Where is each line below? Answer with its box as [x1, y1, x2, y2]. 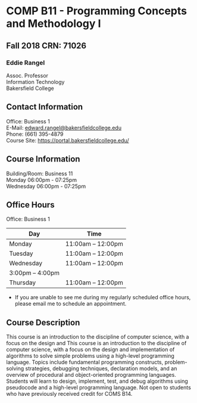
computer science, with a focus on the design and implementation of [6, 346, 175, 353]
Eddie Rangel [6, 58, 45, 67]
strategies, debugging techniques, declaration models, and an [25, 365, 177, 372]
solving [6, 365, 24, 372]
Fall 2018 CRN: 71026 [6, 41, 87, 51]
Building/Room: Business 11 [6, 170, 73, 177]
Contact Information [6, 102, 83, 112]
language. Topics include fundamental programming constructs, [6, 359, 164, 366]
